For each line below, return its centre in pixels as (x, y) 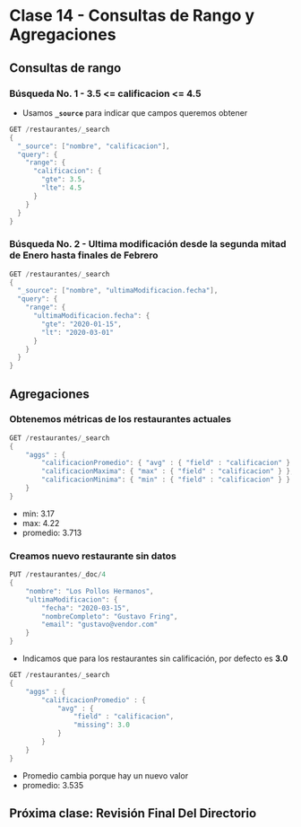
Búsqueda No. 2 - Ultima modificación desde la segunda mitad (148, 244)
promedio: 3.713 (52, 532)
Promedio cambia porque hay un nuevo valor (105, 775)
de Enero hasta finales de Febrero (84, 255)
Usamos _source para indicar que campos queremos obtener (135, 112)
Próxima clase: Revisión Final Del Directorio (133, 814)
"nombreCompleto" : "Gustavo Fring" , (110, 616)
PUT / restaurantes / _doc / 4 (57, 575)
